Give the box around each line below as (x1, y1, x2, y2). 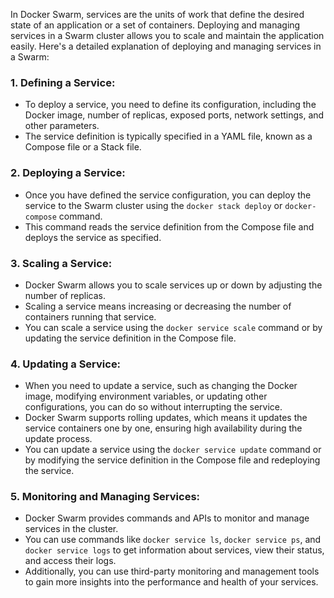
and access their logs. (24, 555, 117, 567)
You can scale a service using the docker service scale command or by (24, 321, 323, 333)
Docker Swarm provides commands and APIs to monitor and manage (24, 512, 310, 524)
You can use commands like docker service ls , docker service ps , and (24, 534, 322, 546)
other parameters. (24, 120, 100, 132)
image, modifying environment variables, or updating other (24, 390, 268, 403)
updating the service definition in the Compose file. (24, 332, 237, 344)
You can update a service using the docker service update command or (24, 444, 322, 456)
